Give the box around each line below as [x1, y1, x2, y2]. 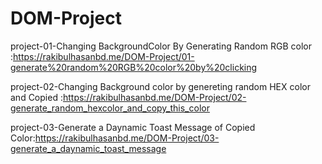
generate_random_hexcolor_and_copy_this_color [10, 102, 210, 114]
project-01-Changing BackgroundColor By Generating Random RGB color [10, 40, 312, 52]
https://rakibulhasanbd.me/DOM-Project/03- [34, 132, 220, 144]
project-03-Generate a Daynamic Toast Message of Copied [10, 121, 256, 133]
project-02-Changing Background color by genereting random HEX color [10, 80, 311, 92]
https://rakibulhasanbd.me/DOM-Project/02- [62, 91, 247, 103]
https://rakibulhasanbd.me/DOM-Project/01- [13, 50, 195, 62]
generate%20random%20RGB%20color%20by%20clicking [10, 61, 258, 73]
